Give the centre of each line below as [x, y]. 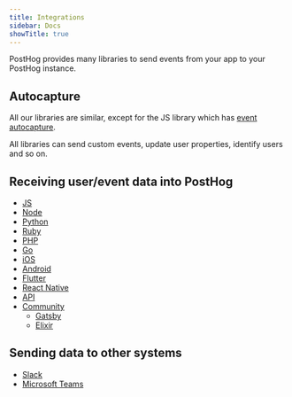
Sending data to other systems [96, 353]
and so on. [29, 154]
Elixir [44, 325]
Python [35, 222]
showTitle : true [39, 34]
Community [43, 306]
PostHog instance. [43, 68]
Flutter [34, 278]
